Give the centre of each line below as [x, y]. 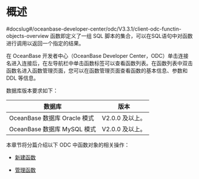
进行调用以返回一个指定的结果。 [45, 43]
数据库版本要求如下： [32, 90]
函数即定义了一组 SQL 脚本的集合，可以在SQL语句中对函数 [121, 35]
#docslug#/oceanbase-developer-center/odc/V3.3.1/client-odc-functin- [94, 29]
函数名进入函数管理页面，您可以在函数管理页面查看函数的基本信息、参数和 [97, 70]
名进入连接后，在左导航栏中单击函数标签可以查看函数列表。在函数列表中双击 [99, 63]
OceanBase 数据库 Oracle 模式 [52, 118]
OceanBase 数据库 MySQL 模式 [53, 129]
